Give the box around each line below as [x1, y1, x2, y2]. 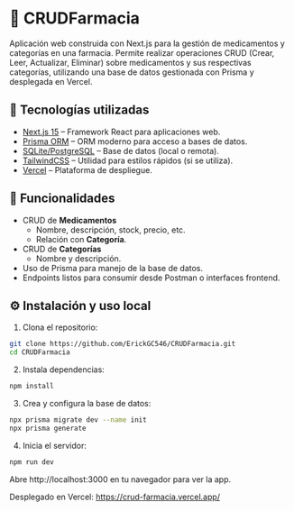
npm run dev [9, 457, 54, 467]
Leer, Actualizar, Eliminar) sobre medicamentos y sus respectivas [9, 57, 252, 68]
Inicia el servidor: [22, 440, 87, 451]
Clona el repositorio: [22, 322, 98, 333]
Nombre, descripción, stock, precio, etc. [35, 224, 187, 235]
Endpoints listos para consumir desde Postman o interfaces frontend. [22, 272, 280, 283]
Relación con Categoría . [35, 233, 127, 244]
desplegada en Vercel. [9, 76, 93, 87]
